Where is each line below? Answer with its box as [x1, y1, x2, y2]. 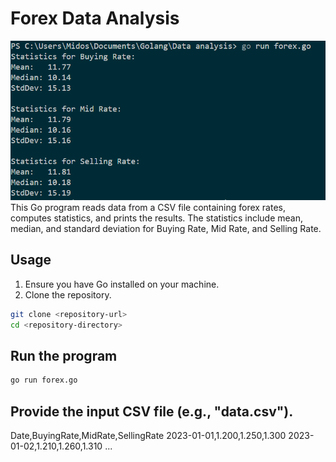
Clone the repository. [24, 288, 112, 301]
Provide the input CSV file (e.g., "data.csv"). [10, 403, 294, 420]
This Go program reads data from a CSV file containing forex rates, [10, 201, 287, 213]
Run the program [10, 347, 118, 364]
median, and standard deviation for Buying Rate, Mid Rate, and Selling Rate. [10, 222, 322, 234]
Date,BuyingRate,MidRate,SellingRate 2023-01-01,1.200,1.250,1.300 [10, 430, 287, 442]
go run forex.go [10, 375, 78, 386]
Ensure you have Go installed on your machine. [24, 278, 220, 290]
